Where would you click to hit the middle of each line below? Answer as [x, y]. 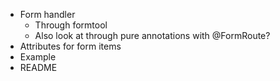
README [38, 67]
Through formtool [71, 25]
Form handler [47, 14]
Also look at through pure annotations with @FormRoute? [152, 35]
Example [38, 57]
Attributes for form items [70, 46]
